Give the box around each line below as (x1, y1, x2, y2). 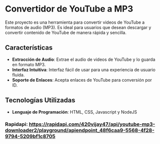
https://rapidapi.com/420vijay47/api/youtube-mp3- (29, 121, 155, 128)
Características (5, 43, 53, 52)
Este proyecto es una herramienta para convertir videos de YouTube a (5, 19, 145, 25)
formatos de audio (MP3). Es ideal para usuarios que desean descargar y (5, 24, 151, 30)
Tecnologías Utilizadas (5, 96, 76, 104)
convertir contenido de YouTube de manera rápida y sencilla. (5, 29, 127, 35)
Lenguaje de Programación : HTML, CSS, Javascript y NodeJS (12, 109, 137, 115)
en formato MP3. (12, 61, 46, 67)
